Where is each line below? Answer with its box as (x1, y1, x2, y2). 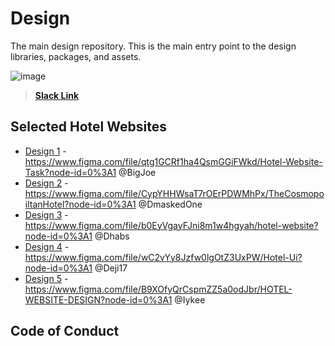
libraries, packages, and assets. (10, 50, 142, 62)
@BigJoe (118, 166, 157, 178)
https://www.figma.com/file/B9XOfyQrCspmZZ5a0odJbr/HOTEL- (24, 283, 293, 295)
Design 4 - (24, 240, 70, 252)
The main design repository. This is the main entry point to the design (10, 40, 297, 52)
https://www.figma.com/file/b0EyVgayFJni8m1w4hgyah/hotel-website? (24, 219, 319, 231)
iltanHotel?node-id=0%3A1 (24, 198, 137, 210)
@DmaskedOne (138, 198, 203, 210)
